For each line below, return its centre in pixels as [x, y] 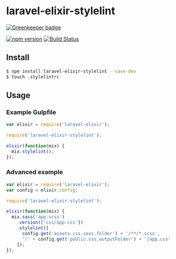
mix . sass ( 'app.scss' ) [38, 217]
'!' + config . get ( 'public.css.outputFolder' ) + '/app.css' [96, 239]
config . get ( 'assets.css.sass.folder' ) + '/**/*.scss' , [91, 233]
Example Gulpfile [31, 112]
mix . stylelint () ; [33, 151]
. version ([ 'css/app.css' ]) [50, 223]
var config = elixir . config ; [42, 190]
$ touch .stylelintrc [33, 77]
